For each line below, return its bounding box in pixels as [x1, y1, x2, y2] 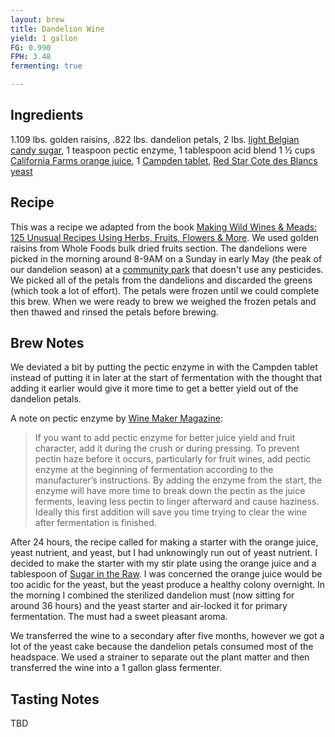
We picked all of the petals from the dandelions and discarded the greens [10, 274, 313, 286]
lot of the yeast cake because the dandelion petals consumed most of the [10, 641, 314, 653]
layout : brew [10, 14, 65, 25]
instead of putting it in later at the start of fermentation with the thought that [10, 372, 323, 384]
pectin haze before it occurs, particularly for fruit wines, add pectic [34, 453, 312, 465]
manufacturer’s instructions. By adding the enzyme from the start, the [34, 474, 323, 486]
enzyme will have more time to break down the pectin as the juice [34, 485, 306, 497]
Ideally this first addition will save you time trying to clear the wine [34, 506, 307, 518]
